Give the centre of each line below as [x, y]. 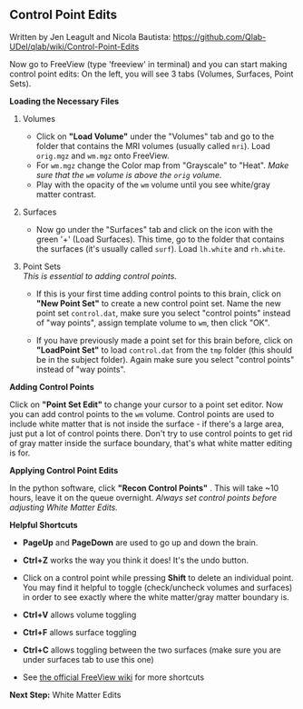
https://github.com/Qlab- [220, 36]
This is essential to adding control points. [99, 275]
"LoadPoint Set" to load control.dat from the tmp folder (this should [164, 350]
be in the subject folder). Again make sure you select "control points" [165, 359]
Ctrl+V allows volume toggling [79, 614]
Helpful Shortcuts [44, 524]
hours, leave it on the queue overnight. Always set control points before [143, 497]
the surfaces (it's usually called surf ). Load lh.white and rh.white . [161, 248]
